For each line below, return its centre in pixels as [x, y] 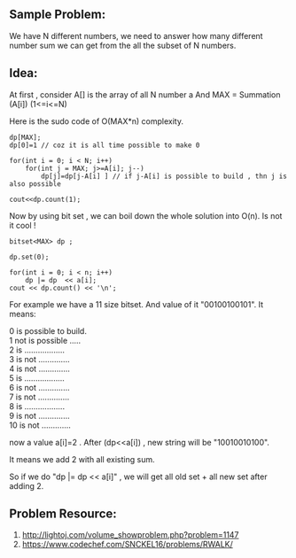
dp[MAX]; [25, 137]
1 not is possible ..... [45, 340]
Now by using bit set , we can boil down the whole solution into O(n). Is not [146, 215]
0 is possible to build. [48, 330]
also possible [35, 184]
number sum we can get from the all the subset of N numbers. [123, 45]
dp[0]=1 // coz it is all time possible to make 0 [105, 145]
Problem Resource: [63, 514]
